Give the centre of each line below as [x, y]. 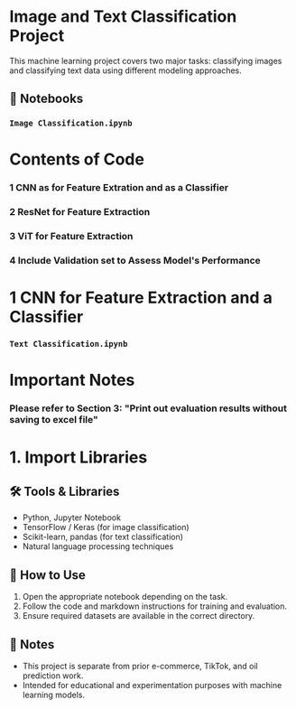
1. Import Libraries [79, 457]
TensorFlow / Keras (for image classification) [106, 527]
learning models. [54, 695]
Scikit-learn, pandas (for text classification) [102, 537]
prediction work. [53, 676]
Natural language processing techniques [98, 546]
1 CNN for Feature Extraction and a [141, 298]
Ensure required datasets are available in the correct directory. [139, 616]
